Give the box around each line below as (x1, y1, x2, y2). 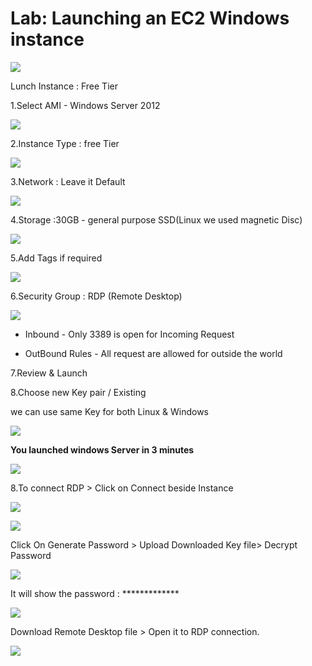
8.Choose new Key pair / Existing (10, 386, 147, 398)
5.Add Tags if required (10, 252, 103, 264)
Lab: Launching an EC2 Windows (10, 7, 290, 30)
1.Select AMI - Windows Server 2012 (10, 99, 161, 111)
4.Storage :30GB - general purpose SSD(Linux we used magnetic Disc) (10, 213, 303, 226)
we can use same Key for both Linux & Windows (10, 405, 209, 417)
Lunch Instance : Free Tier (10, 80, 118, 92)
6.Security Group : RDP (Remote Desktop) (10, 290, 183, 302)
